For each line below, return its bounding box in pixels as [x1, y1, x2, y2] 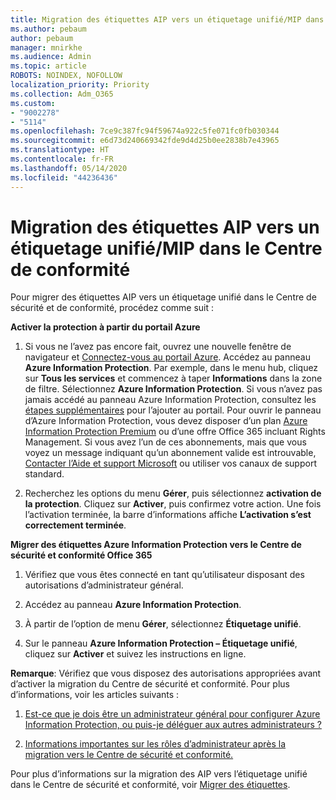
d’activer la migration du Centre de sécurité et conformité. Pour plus [10, 678, 290, 690]
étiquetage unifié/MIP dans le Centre [10, 237, 323, 260]
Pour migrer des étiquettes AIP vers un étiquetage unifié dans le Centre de [10, 291, 317, 303]
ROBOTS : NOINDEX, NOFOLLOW [10, 71, 123, 81]
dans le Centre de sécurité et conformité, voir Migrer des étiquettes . [10, 779, 291, 791]
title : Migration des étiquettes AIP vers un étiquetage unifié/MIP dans [10, 14, 325, 25]
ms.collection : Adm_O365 [10, 89, 114, 99]
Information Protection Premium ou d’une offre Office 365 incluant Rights [24, 426, 326, 438]
